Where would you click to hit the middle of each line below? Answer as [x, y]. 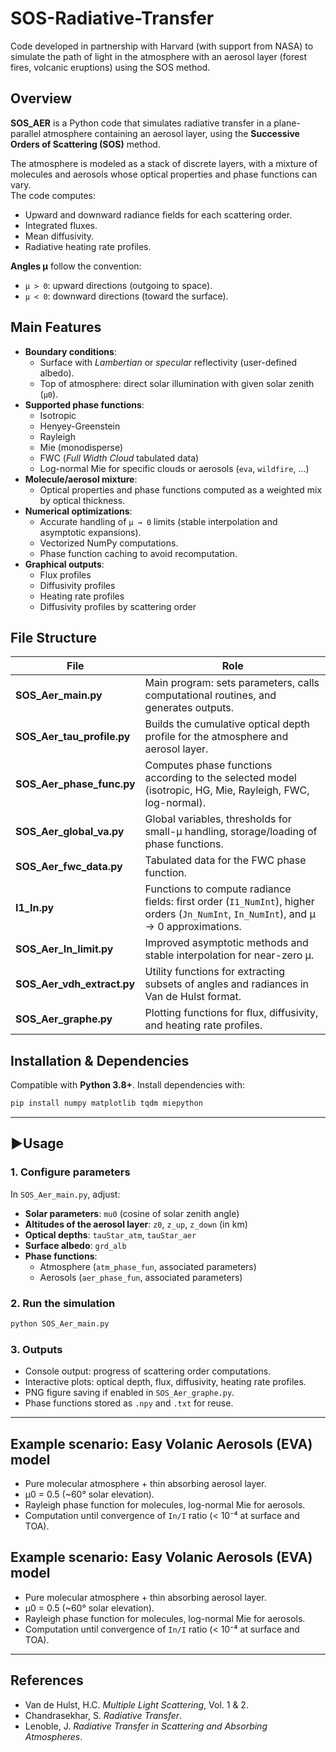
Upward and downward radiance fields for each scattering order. [158, 214]
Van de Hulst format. [193, 997]
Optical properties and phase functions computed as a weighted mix [181, 489]
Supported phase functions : [84, 404]
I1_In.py [35, 908]
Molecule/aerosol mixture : [81, 479]
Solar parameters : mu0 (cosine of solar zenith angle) [132, 1213]
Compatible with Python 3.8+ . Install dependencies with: [127, 1085]
